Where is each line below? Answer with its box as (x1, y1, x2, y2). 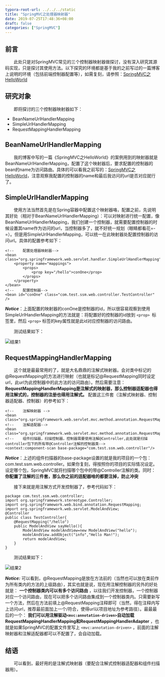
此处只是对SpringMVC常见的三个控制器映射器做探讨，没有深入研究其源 (14, 58, 158, 64)
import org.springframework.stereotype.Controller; (5, 498, 113, 503)
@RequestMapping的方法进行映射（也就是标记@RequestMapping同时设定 (5, 373, 156, 379)
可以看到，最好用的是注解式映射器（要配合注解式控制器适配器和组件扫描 (14, 660, 160, 666)
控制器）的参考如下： (26, 398, 70, 404)
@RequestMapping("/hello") (14, 519, 69, 525)
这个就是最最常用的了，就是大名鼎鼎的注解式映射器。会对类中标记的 (14, 367, 151, 373)
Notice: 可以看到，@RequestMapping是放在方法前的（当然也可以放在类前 (5, 575, 155, 581)
